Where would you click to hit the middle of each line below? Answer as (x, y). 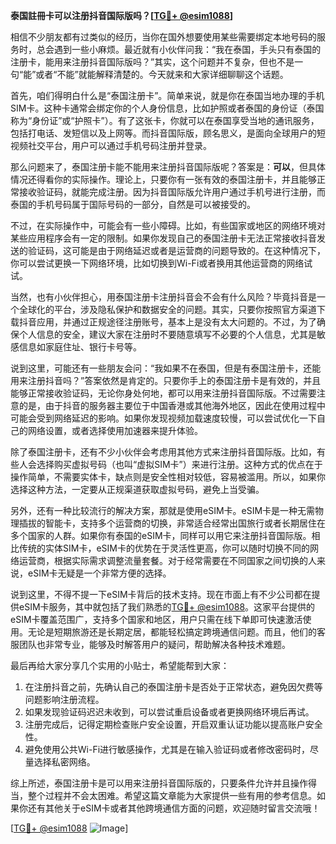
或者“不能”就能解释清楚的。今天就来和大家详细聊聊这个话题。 (162, 74)
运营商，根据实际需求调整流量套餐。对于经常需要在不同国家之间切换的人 (167, 560)
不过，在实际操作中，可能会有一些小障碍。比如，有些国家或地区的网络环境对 (168, 225)
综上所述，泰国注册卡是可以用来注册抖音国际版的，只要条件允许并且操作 (159, 783)
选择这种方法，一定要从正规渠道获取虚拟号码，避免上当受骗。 (137, 489)
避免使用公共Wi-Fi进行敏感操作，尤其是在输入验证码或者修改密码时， (167, 749)
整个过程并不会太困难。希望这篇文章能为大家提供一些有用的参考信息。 (172, 795)
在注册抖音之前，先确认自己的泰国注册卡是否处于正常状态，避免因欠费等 (173, 687)
